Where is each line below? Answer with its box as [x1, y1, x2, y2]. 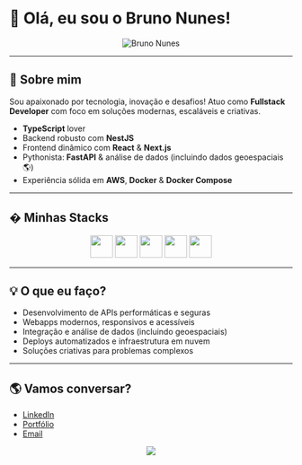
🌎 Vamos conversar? [9, 381, 132, 396]
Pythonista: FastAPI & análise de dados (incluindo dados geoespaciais [22, 152, 284, 162]
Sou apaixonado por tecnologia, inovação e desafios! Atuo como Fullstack [9, 96, 286, 107]
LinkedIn [22, 409, 55, 420]
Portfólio [22, 419, 55, 430]
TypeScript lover [22, 123, 86, 134]
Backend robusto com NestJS [22, 132, 135, 143]
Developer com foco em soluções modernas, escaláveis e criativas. [9, 105, 261, 116]
